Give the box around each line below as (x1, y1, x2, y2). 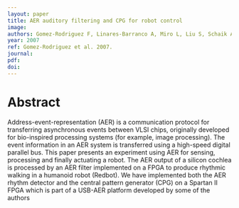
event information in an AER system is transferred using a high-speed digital (7, 140, 231, 149)
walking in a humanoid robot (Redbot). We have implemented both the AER (7, 170, 226, 179)
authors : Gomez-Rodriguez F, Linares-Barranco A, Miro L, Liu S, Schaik (7, 30, 228, 38)
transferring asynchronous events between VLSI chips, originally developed (7, 125, 230, 134)
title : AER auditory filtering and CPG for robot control (7, 17, 183, 24)
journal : (7, 51, 33, 58)
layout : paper (7, 10, 50, 18)
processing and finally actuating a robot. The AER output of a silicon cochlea (7, 155, 232, 164)
